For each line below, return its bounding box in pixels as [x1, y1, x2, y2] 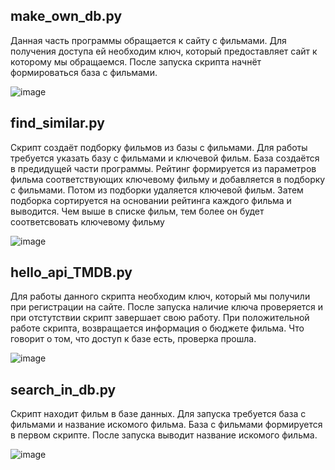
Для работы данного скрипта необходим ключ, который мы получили [10, 290, 311, 303]
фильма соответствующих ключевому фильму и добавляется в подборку [10, 173, 326, 185]
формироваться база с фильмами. [10, 66, 158, 78]
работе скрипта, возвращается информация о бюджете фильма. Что [10, 322, 305, 334]
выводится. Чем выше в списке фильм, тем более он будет [10, 205, 265, 217]
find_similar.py [10, 115, 105, 132]
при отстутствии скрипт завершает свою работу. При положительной [10, 312, 310, 324]
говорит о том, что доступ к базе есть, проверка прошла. [10, 333, 257, 345]
